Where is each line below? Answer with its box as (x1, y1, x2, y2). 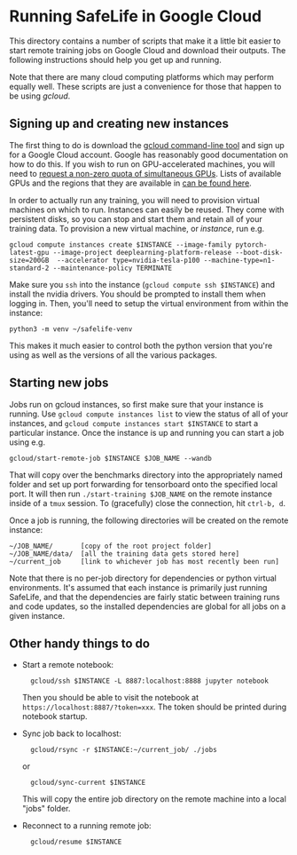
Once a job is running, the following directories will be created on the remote (9, 515, 289, 526)
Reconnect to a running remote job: (21, 820, 152, 831)
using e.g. (9, 437, 46, 447)
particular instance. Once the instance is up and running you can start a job (9, 427, 285, 438)
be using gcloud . (9, 91, 71, 101)
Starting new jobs (9, 376, 109, 391)
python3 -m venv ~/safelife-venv (9, 324, 133, 334)
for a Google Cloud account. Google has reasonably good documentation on (9, 149, 288, 160)
